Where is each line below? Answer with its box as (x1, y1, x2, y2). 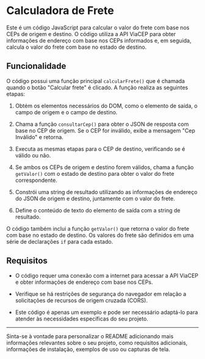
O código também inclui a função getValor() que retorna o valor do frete (6, 225, 190, 232)
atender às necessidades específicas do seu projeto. (15, 315, 148, 322)
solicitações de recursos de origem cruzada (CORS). (15, 297, 148, 304)
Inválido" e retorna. (15, 133, 64, 140)
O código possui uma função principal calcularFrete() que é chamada (6, 77, 185, 84)
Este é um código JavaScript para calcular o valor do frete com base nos (6, 24, 190, 31)
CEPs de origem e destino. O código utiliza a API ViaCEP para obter (6, 30, 176, 37)
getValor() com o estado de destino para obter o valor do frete (15, 170, 174, 177)
